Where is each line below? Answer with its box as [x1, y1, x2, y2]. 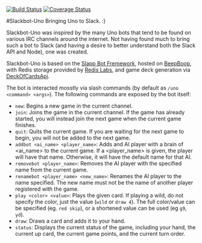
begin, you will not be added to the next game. [14, 134, 131, 141]
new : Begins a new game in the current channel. [14, 102, 133, 109]
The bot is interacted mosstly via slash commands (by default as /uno [6, 84, 179, 91]
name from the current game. [14, 166, 89, 173]
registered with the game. [14, 185, 80, 192]
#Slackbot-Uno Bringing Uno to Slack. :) [6, 17, 106, 24]
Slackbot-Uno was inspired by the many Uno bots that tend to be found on [6, 29, 191, 36]
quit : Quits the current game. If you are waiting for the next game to [14, 128, 185, 135]
